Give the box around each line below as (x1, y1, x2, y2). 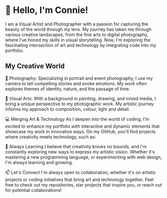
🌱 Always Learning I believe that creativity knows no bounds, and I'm (5, 143, 147, 149)
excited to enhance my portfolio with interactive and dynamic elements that (5, 123, 160, 129)
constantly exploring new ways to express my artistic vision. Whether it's (5, 149, 155, 155)
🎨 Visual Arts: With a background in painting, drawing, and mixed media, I (5, 95, 156, 101)
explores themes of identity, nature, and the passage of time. (5, 86, 131, 92)
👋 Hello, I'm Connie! (5, 4, 89, 16)
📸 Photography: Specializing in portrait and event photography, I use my (5, 75, 153, 81)
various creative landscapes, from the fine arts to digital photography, (5, 31, 149, 37)
